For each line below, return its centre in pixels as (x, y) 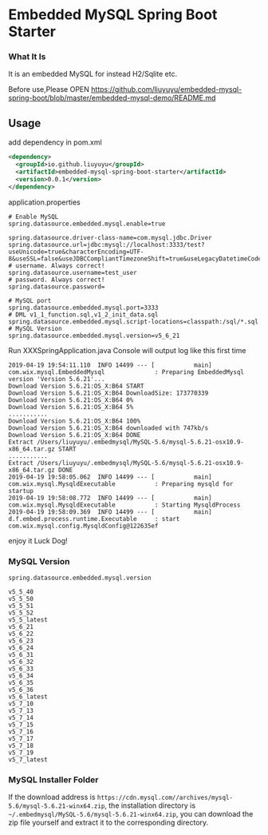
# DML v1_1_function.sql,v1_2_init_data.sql (83, 314)
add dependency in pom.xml (55, 142)
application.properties (45, 202)
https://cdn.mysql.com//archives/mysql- (165, 798)
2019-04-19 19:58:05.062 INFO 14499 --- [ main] (110, 477)
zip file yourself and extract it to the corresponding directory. (108, 823)
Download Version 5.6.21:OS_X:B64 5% (71, 407)
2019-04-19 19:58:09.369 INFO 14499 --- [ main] (110, 512)
